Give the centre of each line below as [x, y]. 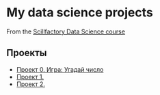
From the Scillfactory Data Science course [66, 31]
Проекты [27, 53]
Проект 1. [30, 77]
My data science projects [80, 13]
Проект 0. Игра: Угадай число [60, 69]
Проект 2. [30, 84]
